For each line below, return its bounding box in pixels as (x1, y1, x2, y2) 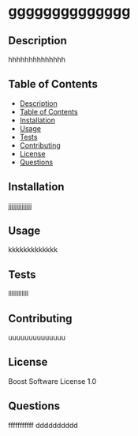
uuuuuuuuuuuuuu (8, 333, 65, 342)
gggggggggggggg (8, 2, 131, 21)
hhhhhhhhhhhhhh (8, 54, 65, 64)
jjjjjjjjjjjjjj (8, 201, 32, 211)
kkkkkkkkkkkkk (8, 245, 58, 254)
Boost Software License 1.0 (8, 376, 97, 385)
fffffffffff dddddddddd (8, 420, 79, 430)
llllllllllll (8, 289, 29, 299)
